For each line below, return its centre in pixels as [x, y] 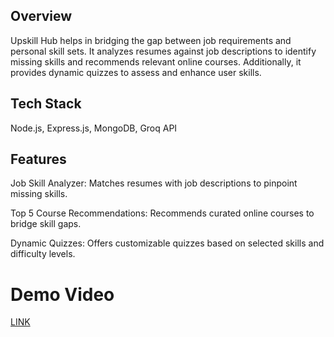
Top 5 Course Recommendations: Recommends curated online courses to [162, 213]
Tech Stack [46, 104]
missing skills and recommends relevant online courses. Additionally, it [156, 61]
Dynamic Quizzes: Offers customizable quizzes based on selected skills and [167, 243]
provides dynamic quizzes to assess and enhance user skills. [136, 72]
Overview [41, 16]
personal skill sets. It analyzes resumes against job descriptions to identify [163, 51]
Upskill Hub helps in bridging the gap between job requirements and [151, 40]
